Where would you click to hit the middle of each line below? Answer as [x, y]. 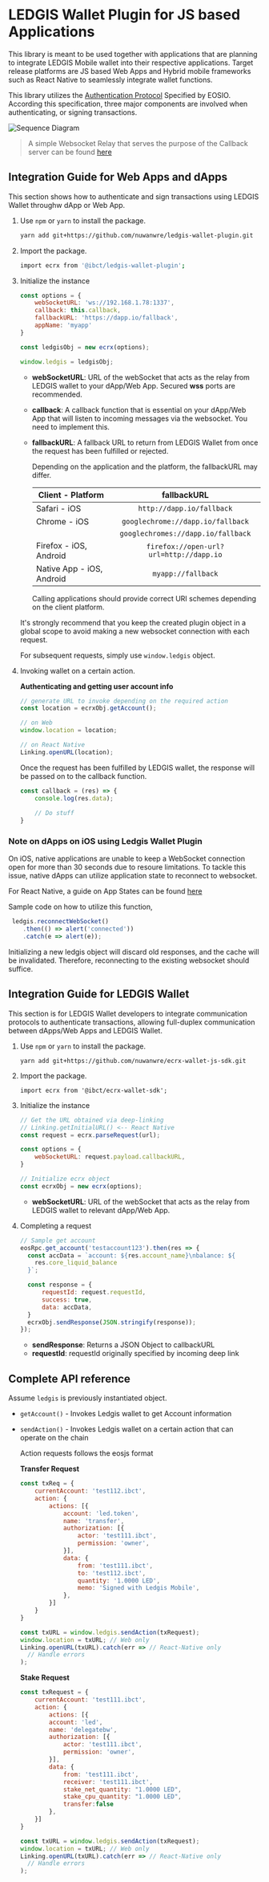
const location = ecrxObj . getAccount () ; [88, 708]
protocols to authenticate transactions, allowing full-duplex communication [132, 1022]
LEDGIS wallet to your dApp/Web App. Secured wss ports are [134, 385]
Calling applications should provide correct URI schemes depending [144, 598]
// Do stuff [54, 813]
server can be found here [70, 152]
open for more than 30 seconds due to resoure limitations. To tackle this [127, 867]
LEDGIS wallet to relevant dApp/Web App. [101, 1210]
